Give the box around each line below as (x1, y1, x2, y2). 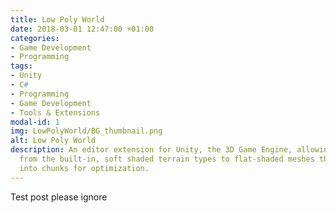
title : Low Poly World (10, 14, 105, 25)
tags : (10, 61, 33, 71)
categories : (10, 33, 60, 43)
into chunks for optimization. (19, 163, 150, 173)
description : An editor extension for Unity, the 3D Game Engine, (10, 145, 293, 155)
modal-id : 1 (10, 117, 60, 127)
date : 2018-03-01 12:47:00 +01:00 (10, 24, 155, 34)
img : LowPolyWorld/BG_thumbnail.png (10, 126, 163, 136)
